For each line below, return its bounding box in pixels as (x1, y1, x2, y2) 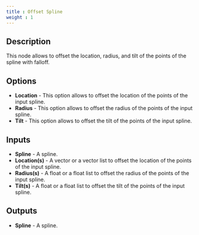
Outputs (6, 206, 38, 216)
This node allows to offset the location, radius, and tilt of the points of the (6, 52, 186, 60)
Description (6, 36, 51, 47)
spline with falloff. (6, 59, 50, 66)
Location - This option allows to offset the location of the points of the (14, 92, 188, 99)
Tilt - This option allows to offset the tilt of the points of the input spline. (14, 117, 192, 124)
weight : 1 (6, 14, 33, 20)
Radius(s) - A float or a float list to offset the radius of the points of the (14, 169, 189, 176)
